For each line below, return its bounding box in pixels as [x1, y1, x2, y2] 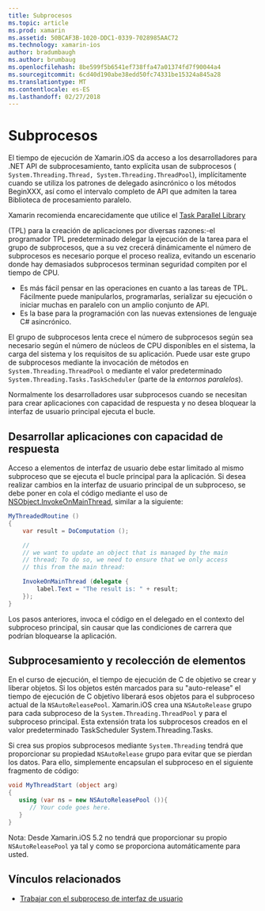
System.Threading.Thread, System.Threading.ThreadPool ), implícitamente [8, 170, 247, 179]
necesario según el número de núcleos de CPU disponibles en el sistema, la [8, 341, 256, 350]
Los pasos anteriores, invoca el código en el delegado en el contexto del [8, 614, 245, 623]
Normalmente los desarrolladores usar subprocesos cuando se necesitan [8, 390, 248, 400]
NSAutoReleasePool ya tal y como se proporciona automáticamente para [8, 841, 241, 851]
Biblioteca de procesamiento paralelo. [8, 195, 132, 205]
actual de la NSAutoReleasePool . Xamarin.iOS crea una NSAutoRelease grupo [8, 700, 252, 710]
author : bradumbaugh [8, 48, 77, 56]
